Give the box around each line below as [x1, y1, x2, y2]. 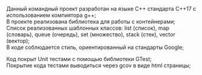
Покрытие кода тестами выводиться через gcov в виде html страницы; [6, 62, 191, 69]
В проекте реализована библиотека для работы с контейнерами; [6, 18, 176, 25]
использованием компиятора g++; [6, 11, 96, 19]
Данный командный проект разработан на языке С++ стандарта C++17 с [6, 5, 197, 12]
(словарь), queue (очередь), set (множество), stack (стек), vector [6, 31, 176, 38]
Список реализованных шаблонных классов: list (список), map [6, 24, 170, 31]
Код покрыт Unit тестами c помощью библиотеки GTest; [6, 56, 152, 62]
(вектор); [6, 37, 30, 44]
